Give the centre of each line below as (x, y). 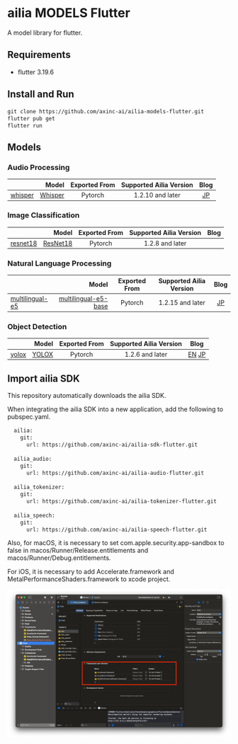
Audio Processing (39, 167)
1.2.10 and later (157, 195)
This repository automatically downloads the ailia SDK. (87, 395)
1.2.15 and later (182, 302)
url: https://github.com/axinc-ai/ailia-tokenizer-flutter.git (121, 501)
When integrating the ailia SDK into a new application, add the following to (115, 409)
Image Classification (44, 215)
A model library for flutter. (45, 33)
